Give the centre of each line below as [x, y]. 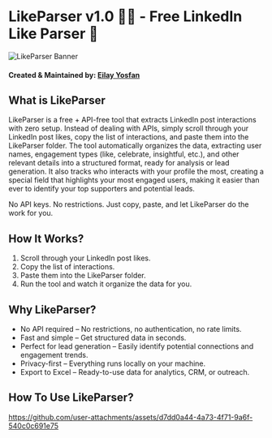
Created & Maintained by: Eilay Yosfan [74, 75]
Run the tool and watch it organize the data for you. [106, 284]
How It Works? [46, 238]
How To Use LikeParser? [71, 398]
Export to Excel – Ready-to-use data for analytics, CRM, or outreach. [135, 371]
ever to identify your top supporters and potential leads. [101, 189]
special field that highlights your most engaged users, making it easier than [134, 180]
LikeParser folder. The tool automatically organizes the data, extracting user [135, 146]
